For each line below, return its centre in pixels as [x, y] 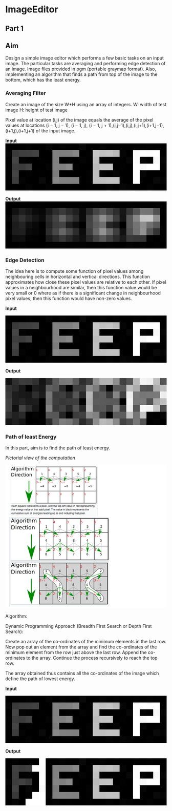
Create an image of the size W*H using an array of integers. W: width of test [86, 104]
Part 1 [15, 28]
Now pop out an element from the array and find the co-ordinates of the [81, 647]
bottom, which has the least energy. [43, 80]
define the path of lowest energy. [40, 679]
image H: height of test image [37, 110]
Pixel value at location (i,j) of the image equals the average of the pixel [79, 120]
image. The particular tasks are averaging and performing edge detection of [85, 64]
